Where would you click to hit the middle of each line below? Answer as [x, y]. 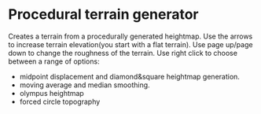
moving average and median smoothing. [85, 85]
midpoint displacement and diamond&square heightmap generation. [129, 76]
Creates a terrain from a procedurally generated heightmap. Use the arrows [130, 36]
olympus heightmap [51, 93]
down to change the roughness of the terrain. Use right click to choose [123, 53]
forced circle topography [60, 101]
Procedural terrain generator [103, 15]
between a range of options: [54, 61]
